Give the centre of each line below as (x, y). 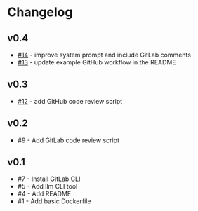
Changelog (40, 12)
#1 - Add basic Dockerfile (54, 201)
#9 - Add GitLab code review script (68, 140)
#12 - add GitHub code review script (70, 101)
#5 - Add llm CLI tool (47, 186)
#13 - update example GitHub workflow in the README (97, 62)
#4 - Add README (44, 194)
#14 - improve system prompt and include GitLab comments (104, 55)
